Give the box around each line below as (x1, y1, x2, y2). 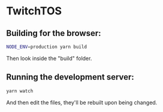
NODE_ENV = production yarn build (6, 44, 87, 50)
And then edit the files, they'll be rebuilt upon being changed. (6, 99, 158, 106)
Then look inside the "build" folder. (6, 55, 92, 62)
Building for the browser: (6, 28, 101, 38)
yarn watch (6, 88, 34, 94)
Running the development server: (6, 72, 135, 82)
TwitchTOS (6, 4, 62, 18)
